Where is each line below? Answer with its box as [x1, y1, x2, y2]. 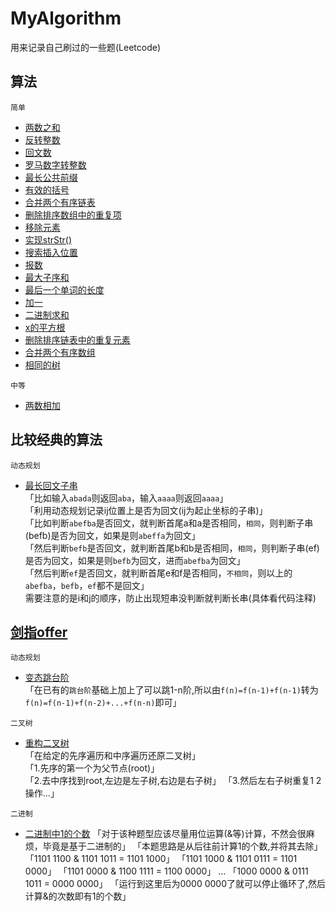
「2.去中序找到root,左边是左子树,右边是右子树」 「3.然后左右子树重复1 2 [24, 775, 322, 787]
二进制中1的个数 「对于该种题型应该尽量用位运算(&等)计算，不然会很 [24, 828, 307, 840]
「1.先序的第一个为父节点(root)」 [24, 762, 160, 774]
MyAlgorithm [10, 7, 122, 30]
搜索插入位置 [24, 246, 78, 258]
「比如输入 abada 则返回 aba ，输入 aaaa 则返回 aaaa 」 [24, 492, 229, 504]
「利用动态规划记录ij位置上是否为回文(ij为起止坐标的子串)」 [24, 504, 268, 516]
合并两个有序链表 [24, 196, 96, 208]
